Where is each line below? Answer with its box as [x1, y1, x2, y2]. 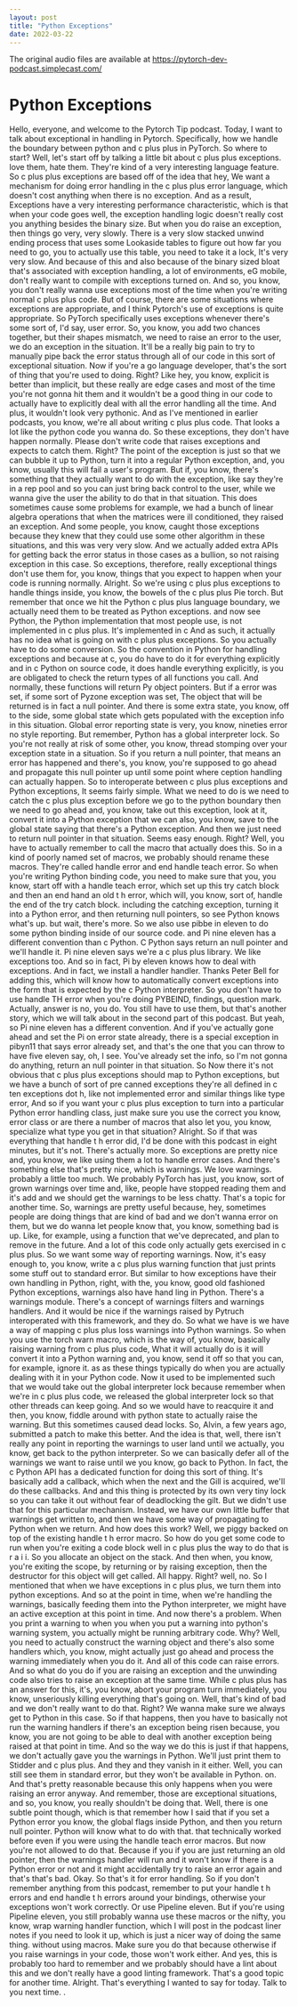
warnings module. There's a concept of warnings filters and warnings [9, 1297, 265, 1307]
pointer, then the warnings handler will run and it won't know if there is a [9, 1855, 274, 1865]
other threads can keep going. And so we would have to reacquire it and [9, 1401, 274, 1411]
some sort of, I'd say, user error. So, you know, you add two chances [9, 322, 261, 334]
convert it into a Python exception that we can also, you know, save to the [9, 814, 279, 825]
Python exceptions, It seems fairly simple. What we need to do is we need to [9, 786, 289, 797]
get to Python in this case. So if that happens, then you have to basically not [9, 1712, 288, 1723]
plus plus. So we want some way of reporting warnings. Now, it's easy [9, 1250, 267, 1260]
